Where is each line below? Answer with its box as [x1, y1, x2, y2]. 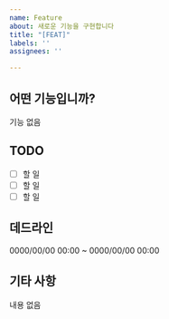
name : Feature [9, 13, 63, 23]
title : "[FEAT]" [9, 30, 70, 39]
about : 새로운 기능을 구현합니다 [9, 22, 115, 31]
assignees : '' [9, 47, 63, 56]
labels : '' [9, 38, 51, 48]
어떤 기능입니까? [9, 91, 96, 106]
